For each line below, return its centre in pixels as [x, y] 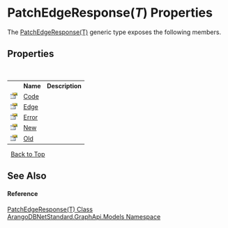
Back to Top [28, 154]
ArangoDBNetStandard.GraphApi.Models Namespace [84, 216]
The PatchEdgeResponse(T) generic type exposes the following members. [114, 32]
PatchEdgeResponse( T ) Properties [110, 13]
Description [64, 86]
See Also [27, 176]
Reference [23, 193]
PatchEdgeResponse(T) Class [50, 209]
